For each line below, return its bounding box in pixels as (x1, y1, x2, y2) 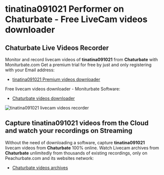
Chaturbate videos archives (12, 165, 69, 171)
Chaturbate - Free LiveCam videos (5, 14, 148, 25)
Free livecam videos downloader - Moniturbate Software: (5, 86, 120, 91)
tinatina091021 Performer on (5, 3, 124, 15)
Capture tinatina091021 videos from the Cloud (5, 119, 149, 128)
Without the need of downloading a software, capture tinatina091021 (5, 139, 145, 145)
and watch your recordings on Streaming (5, 127, 133, 135)
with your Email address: (5, 67, 55, 73)
